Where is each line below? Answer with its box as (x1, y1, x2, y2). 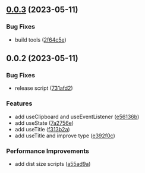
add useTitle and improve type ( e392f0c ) (14, 132, 116, 139)
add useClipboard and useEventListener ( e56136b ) (14, 113, 140, 120)
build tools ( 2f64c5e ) (14, 36, 67, 43)
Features (6, 99, 33, 108)
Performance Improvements (6, 147, 90, 155)
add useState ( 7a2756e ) (14, 119, 74, 127)
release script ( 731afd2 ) (14, 84, 73, 92)
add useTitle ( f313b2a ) (14, 125, 70, 133)
